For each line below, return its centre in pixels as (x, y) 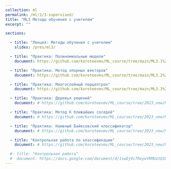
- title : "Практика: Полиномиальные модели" (58, 57)
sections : (16, 34)
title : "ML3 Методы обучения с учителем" (50, 19)
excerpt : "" (18, 24)
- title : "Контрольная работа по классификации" (62, 140)
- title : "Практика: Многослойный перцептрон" (60, 84)
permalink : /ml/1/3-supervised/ (39, 15)
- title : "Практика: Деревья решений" (51, 98)
